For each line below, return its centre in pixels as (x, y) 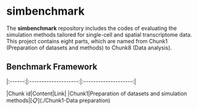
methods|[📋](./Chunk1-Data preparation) (58, 100)
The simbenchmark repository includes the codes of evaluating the (92, 28)
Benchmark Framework (52, 67)
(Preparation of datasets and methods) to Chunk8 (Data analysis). (89, 48)
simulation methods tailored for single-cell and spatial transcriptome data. (99, 34)
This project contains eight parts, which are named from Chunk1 (87, 41)
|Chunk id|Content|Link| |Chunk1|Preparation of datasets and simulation (97, 94)
